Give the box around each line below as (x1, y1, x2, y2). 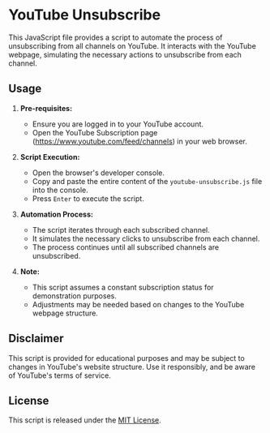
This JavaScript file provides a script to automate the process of (8, 32, 223, 42)
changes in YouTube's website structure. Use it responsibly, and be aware (8, 362, 255, 371)
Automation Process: (19, 209, 93, 219)
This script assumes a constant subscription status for (32, 282, 214, 292)
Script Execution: (19, 152, 80, 161)
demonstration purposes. (32, 290, 118, 301)
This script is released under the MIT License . (8, 415, 162, 425)
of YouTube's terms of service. (8, 371, 111, 380)
